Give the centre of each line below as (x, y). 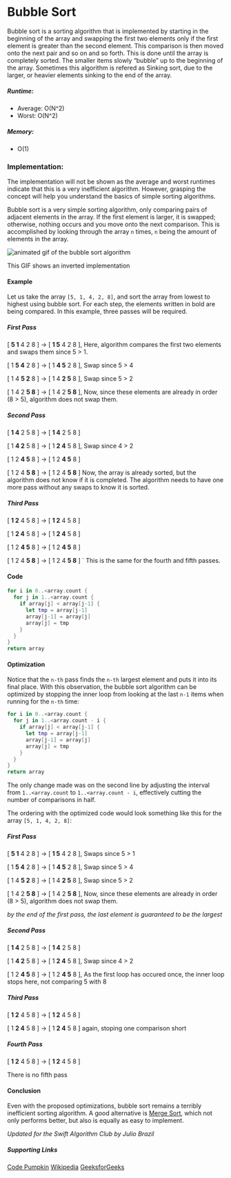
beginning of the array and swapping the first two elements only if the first (113, 38)
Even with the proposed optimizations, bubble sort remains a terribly (104, 1106)
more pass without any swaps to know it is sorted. (78, 488)
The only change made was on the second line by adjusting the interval (109, 785)
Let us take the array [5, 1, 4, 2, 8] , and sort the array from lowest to (109, 297)
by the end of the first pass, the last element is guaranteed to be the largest (115, 915)
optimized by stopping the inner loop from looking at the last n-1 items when (115, 695)
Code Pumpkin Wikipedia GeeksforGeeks (66, 1167)
